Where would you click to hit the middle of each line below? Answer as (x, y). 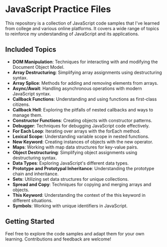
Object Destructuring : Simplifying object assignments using (75, 152)
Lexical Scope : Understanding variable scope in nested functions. (81, 136)
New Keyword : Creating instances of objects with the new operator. (83, 142)
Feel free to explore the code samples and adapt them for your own (75, 233)
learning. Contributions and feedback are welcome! (58, 239)
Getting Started (30, 222)
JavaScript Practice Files (58, 9)
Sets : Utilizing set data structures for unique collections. (70, 179)
